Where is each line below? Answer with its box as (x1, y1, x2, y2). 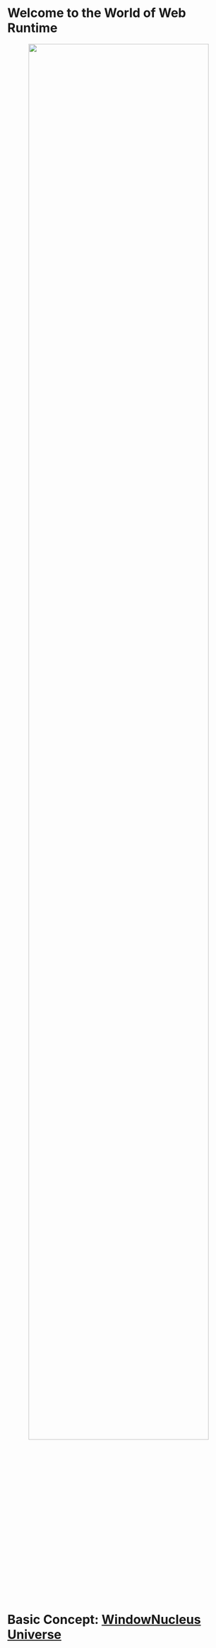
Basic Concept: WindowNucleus (7, 1612, 201, 1627)
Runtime (7, 20, 58, 36)
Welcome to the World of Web (7, 5, 186, 21)
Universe (7, 1627, 62, 1643)
